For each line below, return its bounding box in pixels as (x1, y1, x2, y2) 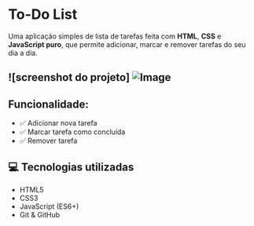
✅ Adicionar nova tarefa (19, 118, 98, 128)
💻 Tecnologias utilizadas (8, 160, 134, 173)
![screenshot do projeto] (8, 71, 131, 84)
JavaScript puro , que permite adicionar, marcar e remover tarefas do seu (8, 39, 246, 49)
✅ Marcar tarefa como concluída (19, 127, 126, 137)
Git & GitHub (19, 210, 61, 219)
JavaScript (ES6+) (19, 202, 79, 211)
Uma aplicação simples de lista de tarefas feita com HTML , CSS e (8, 31, 222, 41)
